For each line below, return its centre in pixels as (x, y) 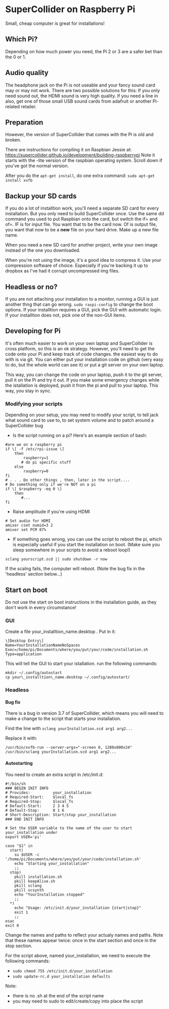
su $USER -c (27, 855)
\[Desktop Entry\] (25, 641)
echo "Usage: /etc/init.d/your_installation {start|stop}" (78, 908)
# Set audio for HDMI (28, 521)
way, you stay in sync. (28, 390)
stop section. (19, 946)
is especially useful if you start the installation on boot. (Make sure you (86, 545)
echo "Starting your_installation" (52, 863)
